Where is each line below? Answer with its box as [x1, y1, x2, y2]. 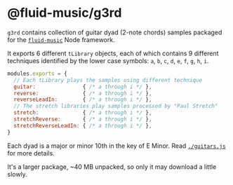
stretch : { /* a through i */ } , [13, 109, 152, 116]
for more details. [7, 149, 55, 157]
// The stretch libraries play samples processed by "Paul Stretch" [13, 103, 218, 110]
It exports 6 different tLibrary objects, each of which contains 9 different [7, 49, 219, 57]
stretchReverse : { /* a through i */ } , [13, 116, 152, 123]
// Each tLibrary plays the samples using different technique [13, 76, 202, 83]
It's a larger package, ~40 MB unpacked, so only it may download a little [7, 163, 217, 171]
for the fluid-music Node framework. [7, 35, 115, 43]
